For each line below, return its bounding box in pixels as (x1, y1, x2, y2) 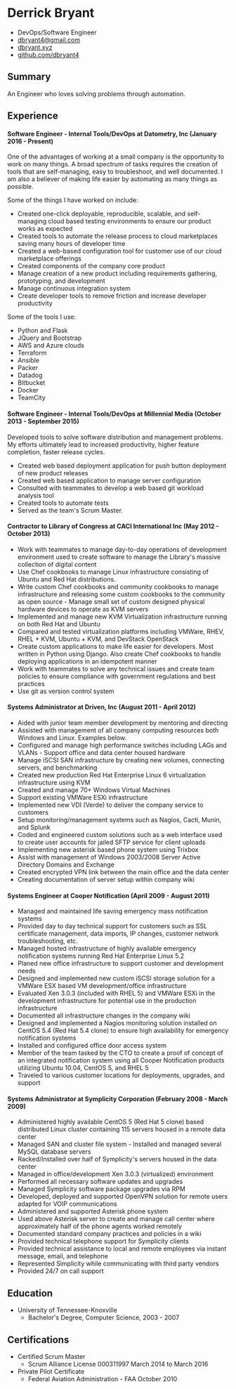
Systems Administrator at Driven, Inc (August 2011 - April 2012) (7, 703, 197, 711)
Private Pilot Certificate (17, 1367, 85, 1376)
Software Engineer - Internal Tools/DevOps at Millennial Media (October (7, 409, 221, 418)
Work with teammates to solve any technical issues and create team (17, 664, 215, 673)
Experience (7, 110, 58, 122)
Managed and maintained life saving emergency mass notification (17, 907, 209, 916)
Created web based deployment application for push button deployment (17, 461, 227, 470)
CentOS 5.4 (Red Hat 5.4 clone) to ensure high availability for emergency (17, 1027, 229, 1035)
